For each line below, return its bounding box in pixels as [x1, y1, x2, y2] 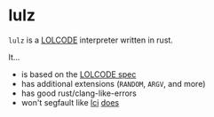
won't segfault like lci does [20, 97, 120, 107]
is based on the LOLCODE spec [20, 68, 137, 80]
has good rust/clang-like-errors [20, 88, 137, 98]
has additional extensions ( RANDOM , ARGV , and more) [20, 78, 206, 89]
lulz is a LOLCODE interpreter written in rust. [8, 35, 174, 45]
